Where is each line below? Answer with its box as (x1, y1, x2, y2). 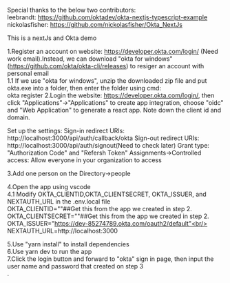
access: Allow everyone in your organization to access (7, 156, 162, 164)
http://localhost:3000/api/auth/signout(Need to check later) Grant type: (7, 141, 210, 149)
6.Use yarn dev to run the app (7, 248, 92, 255)
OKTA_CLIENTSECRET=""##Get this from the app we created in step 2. (7, 212, 209, 220)
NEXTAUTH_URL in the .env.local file (7, 197, 111, 206)
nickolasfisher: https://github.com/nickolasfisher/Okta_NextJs (7, 21, 183, 28)
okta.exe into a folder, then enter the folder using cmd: (7, 84, 162, 92)
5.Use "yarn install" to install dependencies (7, 240, 129, 248)
